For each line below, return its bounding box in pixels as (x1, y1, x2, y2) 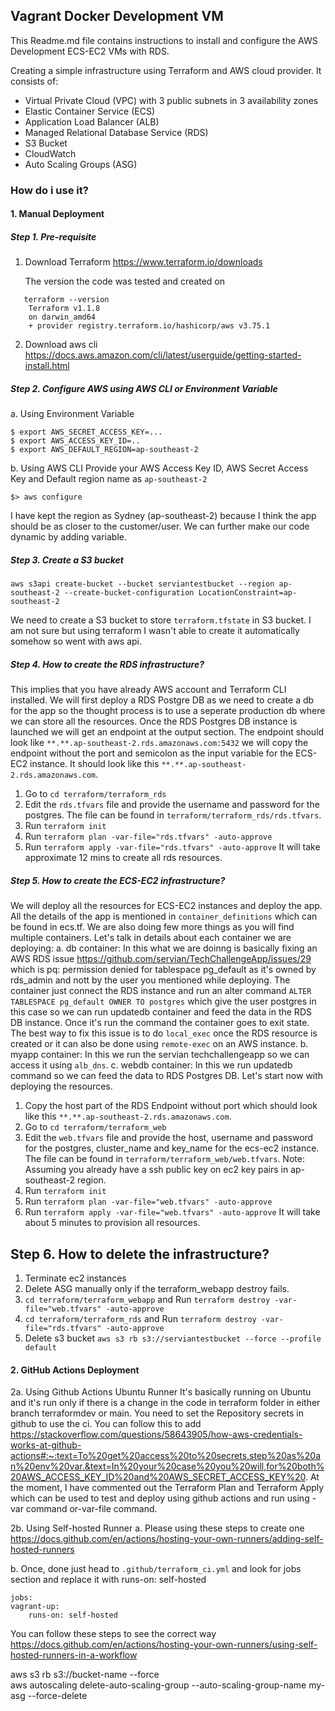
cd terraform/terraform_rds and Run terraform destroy (24, 1312, 257, 1324)
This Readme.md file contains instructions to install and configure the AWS (10, 34, 318, 46)
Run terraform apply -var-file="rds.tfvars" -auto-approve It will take (24, 841, 321, 853)
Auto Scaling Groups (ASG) (24, 158, 138, 170)
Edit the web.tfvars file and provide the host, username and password (24, 1132, 314, 1144)
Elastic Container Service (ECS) (24, 105, 156, 117)
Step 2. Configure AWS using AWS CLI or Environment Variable (10, 382, 278, 394)
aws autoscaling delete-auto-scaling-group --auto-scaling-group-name (10, 1679, 307, 1691)
